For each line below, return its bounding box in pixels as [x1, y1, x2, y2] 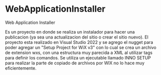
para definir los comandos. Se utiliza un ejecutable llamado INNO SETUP [5, 55, 151, 60]
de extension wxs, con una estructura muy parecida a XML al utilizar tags [5, 50, 153, 56]
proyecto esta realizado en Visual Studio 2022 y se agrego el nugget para [5, 39, 153, 45]
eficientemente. [5, 65, 37, 71]
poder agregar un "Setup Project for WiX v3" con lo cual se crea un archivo [5, 44, 157, 50]
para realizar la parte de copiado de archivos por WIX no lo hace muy [5, 60, 145, 66]
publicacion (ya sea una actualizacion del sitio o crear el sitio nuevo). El [5, 34, 149, 40]
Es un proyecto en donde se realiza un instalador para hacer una [5, 29, 135, 35]
